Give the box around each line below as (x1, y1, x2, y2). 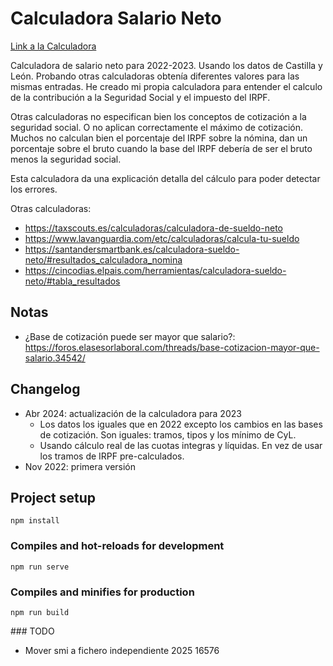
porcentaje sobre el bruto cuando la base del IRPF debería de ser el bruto (10, 142, 313, 154)
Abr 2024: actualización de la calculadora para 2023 (24, 407, 242, 419)
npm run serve (10, 562, 70, 572)
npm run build (10, 607, 70, 617)
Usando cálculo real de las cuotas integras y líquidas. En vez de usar (39, 439, 323, 451)
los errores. (10, 183, 58, 195)
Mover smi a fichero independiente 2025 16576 (24, 644, 220, 656)
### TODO (10, 625, 55, 637)
